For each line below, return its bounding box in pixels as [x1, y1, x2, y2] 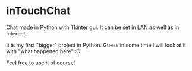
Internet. [6, 30, 27, 37]
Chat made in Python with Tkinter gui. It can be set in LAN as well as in [6, 24, 180, 31]
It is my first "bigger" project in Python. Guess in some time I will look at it [6, 41, 186, 49]
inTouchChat [6, 4, 71, 18]
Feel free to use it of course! [6, 59, 75, 66]
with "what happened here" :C [6, 47, 80, 54]
